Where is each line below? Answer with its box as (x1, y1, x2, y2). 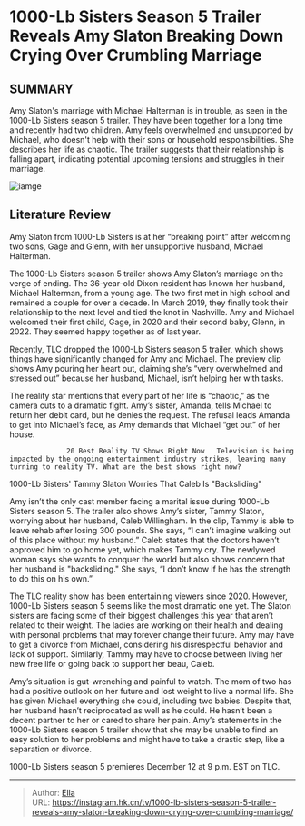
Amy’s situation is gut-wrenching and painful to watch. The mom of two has (9, 675, 292, 687)
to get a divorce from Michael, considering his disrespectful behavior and (9, 639, 284, 650)
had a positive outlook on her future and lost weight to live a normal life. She (9, 685, 294, 696)
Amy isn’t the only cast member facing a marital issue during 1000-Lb (9, 495, 270, 506)
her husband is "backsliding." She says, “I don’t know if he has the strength (9, 563, 291, 574)
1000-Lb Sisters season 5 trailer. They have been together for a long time (9, 115, 283, 125)
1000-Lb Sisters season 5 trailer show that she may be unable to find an (9, 724, 279, 735)
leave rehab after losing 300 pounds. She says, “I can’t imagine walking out (9, 524, 291, 535)
